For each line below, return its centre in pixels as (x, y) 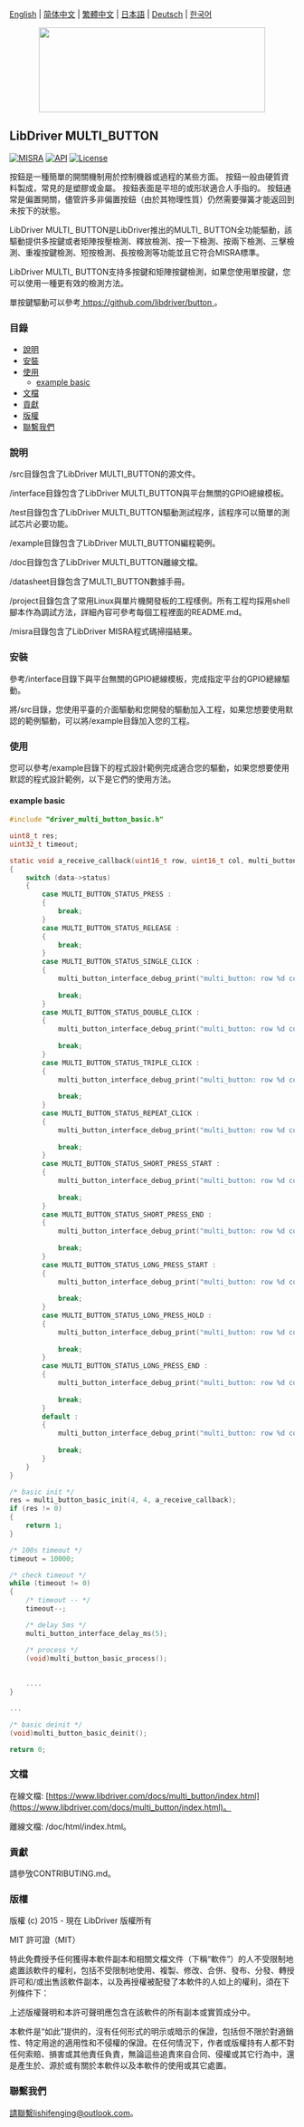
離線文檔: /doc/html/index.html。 (70, 1826)
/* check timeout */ (48, 1575)
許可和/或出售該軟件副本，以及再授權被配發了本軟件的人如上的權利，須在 (146, 1982)
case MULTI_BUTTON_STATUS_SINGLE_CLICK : (121, 962)
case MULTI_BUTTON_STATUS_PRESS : (107, 895)
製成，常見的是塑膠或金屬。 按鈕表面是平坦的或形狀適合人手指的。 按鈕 (150, 188)
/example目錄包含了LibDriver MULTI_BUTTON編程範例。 (115, 544)
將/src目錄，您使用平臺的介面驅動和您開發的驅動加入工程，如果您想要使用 (147, 709)
